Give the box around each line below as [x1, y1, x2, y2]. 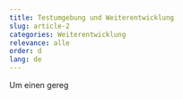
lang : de [9, 55, 42, 64]
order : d [9, 47, 42, 56]
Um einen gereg [9, 80, 69, 90]
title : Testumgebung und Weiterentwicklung [9, 13, 175, 22]
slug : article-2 [9, 22, 70, 31]
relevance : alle [9, 38, 70, 48]
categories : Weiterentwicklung [9, 30, 126, 39]
